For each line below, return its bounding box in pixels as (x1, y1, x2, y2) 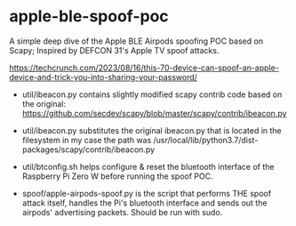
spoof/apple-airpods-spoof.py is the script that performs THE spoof (21, 188, 272, 198)
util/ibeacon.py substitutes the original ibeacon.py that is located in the (21, 125, 282, 135)
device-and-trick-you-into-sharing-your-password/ (9, 71, 198, 82)
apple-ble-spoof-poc (9, 6, 169, 27)
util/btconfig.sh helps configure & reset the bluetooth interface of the (21, 161, 275, 172)
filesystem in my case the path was (21, 134, 152, 145)
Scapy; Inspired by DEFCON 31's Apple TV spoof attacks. (9, 44, 220, 55)
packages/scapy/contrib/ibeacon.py (21, 144, 156, 155)
